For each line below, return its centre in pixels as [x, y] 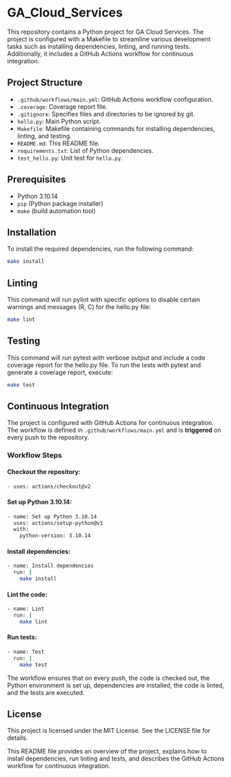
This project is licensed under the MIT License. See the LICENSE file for [109, 731]
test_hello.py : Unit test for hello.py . [70, 158]
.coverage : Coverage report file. [62, 106]
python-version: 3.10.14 [55, 536]
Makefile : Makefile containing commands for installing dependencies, [116, 128]
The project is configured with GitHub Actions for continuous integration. [111, 423]
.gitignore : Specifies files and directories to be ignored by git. [106, 114]
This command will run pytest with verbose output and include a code [106, 358]
